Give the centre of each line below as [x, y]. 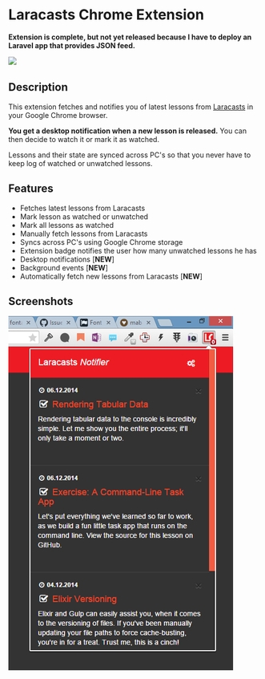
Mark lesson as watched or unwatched [84, 216]
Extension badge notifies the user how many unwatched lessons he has [139, 250]
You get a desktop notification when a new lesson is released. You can [127, 131]
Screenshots [41, 301]
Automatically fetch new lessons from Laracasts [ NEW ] [111, 276]
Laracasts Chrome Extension [106, 15]
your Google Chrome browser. [58, 115]
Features [31, 189]
